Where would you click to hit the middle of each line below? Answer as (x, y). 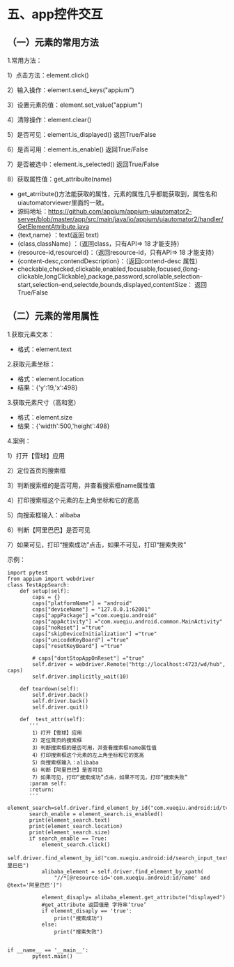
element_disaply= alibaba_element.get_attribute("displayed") (134, 897)
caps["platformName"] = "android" (82, 603)
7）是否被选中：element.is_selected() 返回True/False (83, 164)
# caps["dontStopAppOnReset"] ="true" (88, 658)
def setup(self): (45, 591)
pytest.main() (53, 956)
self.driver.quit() (61, 707)
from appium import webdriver (51, 579)
